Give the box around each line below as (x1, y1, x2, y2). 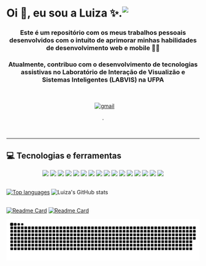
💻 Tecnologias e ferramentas (6, 150, 121, 161)
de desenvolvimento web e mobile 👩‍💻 (45, 44, 161, 52)
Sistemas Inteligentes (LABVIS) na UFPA (42, 75, 164, 84)
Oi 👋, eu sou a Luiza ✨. (6, 6, 123, 20)
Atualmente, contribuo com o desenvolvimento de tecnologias (8, 60, 198, 69)
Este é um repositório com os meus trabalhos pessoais (20, 28, 186, 37)
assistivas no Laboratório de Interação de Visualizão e (20, 68, 186, 77)
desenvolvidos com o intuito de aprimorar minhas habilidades (9, 36, 197, 45)
